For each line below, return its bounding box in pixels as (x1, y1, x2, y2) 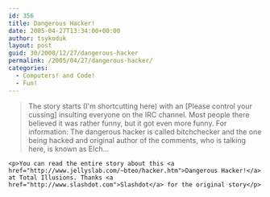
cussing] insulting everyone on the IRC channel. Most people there (27, 109, 250, 119)
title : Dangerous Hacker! (8, 19, 95, 27)
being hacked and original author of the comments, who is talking (27, 135, 247, 145)
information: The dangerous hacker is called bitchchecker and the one (27, 126, 262, 137)
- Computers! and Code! (15, 72, 95, 80)
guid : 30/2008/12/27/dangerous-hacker (8, 49, 139, 57)
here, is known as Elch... (27, 144, 110, 154)
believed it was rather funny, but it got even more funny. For (27, 118, 227, 128)
